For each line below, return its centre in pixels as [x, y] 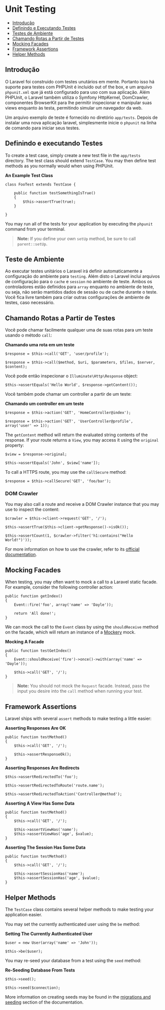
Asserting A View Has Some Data [40, 803]
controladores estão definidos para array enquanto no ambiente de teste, [80, 287]
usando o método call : [29, 335]
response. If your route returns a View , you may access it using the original [82, 440]
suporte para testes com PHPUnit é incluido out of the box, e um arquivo [79, 87]
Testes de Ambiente [33, 33]
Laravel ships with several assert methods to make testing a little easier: [78, 718]
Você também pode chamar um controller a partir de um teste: [68, 394]
